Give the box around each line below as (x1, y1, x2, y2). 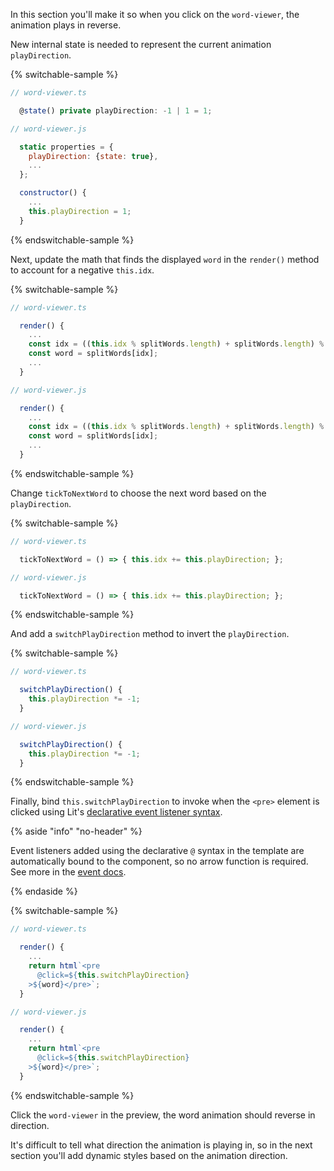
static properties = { (19, 142, 114, 152)
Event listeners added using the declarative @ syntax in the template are (10, 845, 305, 857)
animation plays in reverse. (10, 19, 122, 31)
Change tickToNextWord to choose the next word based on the (10, 487, 267, 499)
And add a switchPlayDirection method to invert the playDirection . (10, 628, 290, 640)
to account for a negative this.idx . (10, 264, 155, 276)
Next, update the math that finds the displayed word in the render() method (10, 253, 320, 265)
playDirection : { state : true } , (28, 151, 159, 161)
